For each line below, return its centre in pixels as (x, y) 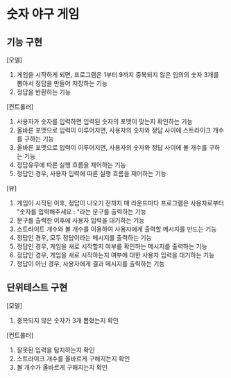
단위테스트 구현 (37, 287)
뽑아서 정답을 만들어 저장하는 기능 (62, 83)
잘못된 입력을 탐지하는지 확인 (55, 350)
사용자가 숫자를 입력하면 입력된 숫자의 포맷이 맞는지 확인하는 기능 (104, 121)
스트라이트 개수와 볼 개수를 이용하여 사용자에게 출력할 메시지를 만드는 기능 (117, 229)
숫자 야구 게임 (43, 14)
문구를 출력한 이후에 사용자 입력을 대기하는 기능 (80, 220)
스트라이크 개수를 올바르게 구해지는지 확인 (73, 359)
